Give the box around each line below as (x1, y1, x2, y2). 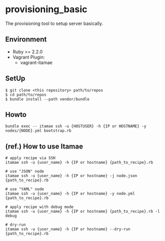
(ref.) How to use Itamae (5, 142, 83, 150)
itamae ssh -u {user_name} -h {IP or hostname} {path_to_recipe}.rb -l (5, 209, 160, 214)
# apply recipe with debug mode (5, 204, 74, 209)
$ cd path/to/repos (5, 92, 47, 97)
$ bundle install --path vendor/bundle (5, 97, 90, 102)
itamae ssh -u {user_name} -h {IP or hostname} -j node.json (5, 173, 138, 178)
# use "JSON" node (5, 169, 44, 174)
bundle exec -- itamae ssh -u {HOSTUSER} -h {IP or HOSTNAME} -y (5, 124, 146, 129)
